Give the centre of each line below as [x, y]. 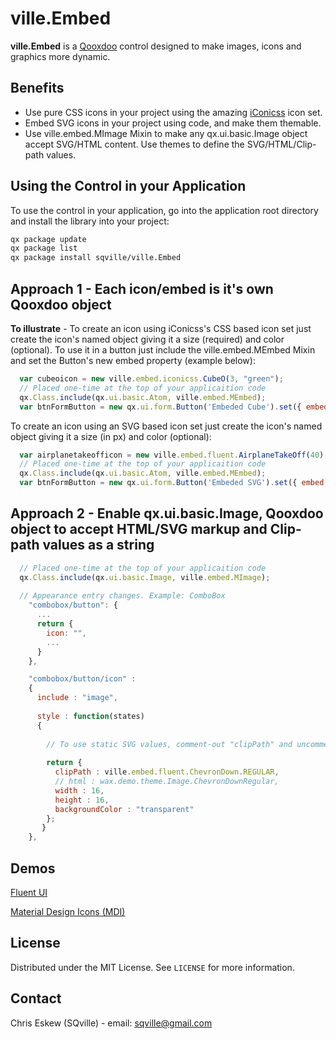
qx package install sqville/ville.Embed [96, 258]
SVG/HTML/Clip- [281, 144]
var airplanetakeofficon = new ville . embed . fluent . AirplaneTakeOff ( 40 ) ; [174, 455]
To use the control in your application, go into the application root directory [164, 210]
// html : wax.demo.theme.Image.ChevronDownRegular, [167, 782]
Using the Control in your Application [128, 186]
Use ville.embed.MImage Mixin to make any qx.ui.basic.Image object [166, 133]
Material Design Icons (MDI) [68, 911]
